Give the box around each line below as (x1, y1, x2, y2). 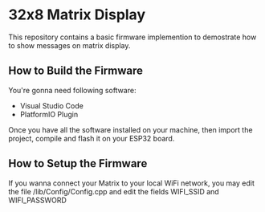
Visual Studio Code (19, 100, 84, 110)
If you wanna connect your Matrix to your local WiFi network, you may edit (8, 178, 255, 188)
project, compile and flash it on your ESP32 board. (8, 133, 175, 143)
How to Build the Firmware (8, 64, 143, 78)
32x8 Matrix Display (8, 6, 146, 24)
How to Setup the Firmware (8, 157, 148, 170)
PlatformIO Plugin (19, 109, 79, 119)
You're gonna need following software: (8, 85, 137, 95)
